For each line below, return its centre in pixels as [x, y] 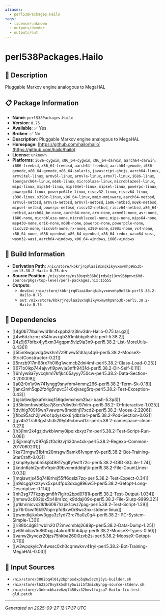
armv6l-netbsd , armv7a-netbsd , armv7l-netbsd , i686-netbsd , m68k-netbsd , [85, 202]
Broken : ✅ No [26, 133]
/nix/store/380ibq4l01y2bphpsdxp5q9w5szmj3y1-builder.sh [72, 579]
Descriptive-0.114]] [31, 489]
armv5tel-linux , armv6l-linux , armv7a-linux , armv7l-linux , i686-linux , [84, 176]
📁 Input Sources [30, 567]
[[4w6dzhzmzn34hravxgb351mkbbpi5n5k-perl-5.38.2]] [68, 337]
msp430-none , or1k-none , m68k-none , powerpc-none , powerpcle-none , [78, 223]
